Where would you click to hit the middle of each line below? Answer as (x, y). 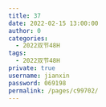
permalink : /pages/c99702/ (53, 91)
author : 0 (25, 31)
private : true (32, 68)
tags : (17, 53)
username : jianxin (39, 76)
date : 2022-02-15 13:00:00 (53, 23)
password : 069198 (37, 83)
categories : (28, 38)
